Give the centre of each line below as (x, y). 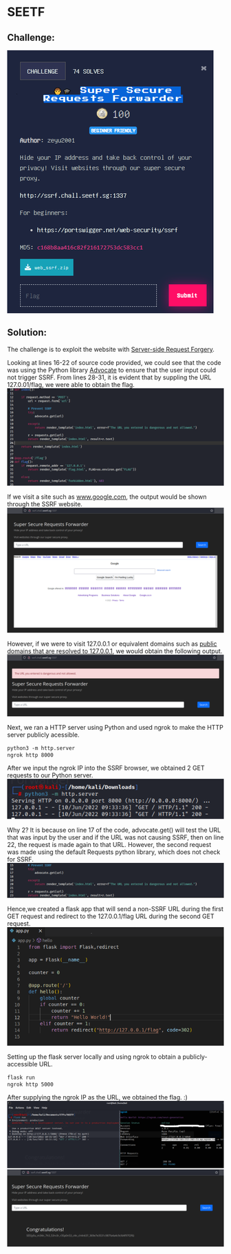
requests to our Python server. (50, 775)
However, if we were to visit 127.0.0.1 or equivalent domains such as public (112, 644)
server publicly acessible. (43, 735)
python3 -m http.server (41, 748)
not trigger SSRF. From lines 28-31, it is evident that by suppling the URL (109, 377)
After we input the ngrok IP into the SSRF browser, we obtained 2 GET (106, 768)
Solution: (27, 333)
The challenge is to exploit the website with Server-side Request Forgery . (111, 349)
